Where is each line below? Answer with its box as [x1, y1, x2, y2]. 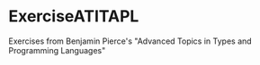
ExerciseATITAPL [8, 6, 139, 27]
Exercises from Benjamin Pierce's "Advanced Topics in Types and [8, 36, 253, 46]
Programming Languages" [8, 45, 106, 55]
